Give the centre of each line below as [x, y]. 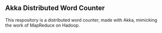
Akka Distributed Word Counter [55, 8]
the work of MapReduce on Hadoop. [43, 25]
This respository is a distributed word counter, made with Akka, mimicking [81, 20]
